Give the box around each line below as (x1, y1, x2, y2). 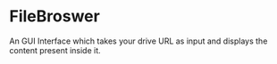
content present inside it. (9, 44, 101, 55)
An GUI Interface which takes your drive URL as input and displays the (9, 36, 268, 46)
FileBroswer (9, 6, 100, 27)
